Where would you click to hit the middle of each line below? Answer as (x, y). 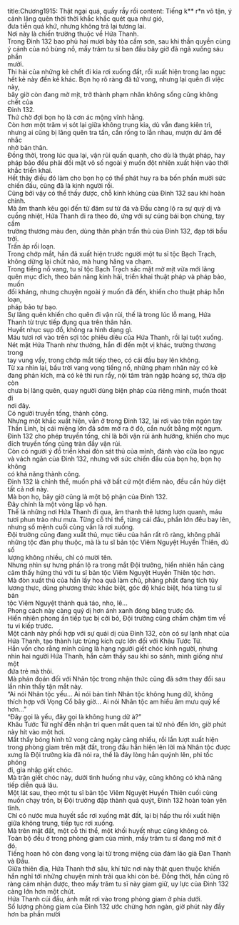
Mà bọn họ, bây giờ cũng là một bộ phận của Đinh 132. (88, 497)
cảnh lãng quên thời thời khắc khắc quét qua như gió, (86, 19)
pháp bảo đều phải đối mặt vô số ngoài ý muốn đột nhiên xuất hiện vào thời (118, 163)
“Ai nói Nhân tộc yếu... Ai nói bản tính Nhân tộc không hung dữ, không (110, 694)
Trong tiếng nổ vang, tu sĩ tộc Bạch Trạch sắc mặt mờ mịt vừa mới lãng (111, 269)
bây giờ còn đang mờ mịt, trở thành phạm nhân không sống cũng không (113, 94)
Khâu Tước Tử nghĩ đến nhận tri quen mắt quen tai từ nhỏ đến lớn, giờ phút (117, 724)
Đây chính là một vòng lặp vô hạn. (57, 504)
